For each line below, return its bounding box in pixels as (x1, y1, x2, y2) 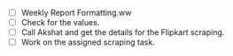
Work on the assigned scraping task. (20, 37, 156, 47)
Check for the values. (20, 17, 100, 28)
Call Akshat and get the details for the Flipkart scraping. (20, 27, 225, 38)
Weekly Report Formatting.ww (20, 8, 132, 17)
